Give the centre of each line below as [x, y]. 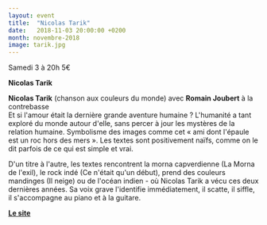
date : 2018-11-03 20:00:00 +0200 [67, 30]
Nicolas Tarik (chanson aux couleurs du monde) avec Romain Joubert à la [131, 98]
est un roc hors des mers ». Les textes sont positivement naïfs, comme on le [133, 140]
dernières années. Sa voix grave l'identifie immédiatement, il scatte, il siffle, [132, 189]
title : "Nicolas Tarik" [49, 23]
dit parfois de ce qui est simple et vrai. [71, 149]
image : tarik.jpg [37, 45]
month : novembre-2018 [44, 38]
